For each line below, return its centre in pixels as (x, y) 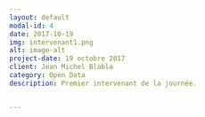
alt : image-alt (37, 51)
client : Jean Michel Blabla (61, 67)
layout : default (39, 17)
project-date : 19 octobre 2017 (67, 58)
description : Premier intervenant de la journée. (103, 83)
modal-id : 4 (31, 26)
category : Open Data (48, 75)
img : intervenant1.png (51, 42)
